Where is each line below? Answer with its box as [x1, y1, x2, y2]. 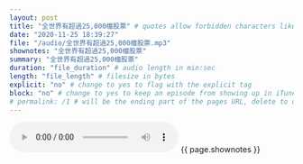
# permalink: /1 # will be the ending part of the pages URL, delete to [9, 96, 289, 106]
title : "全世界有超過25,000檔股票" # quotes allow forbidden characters [9, 22, 277, 31]
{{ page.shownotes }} [179, 144, 261, 155]
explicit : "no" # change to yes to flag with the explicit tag [9, 80, 252, 89]
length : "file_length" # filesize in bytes [9, 72, 176, 81]
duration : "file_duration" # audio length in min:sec [9, 64, 216, 73]
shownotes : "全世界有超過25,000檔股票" [9, 47, 147, 56]
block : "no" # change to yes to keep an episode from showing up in [9, 88, 272, 97]
